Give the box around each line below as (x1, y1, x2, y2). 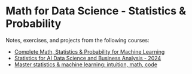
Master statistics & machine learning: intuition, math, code (14, 61, 158, 68)
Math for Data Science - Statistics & (5, 4, 187, 18)
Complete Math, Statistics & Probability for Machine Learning (14, 48, 165, 55)
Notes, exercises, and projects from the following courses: (5, 36, 150, 44)
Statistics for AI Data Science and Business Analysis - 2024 (14, 54, 161, 61)
